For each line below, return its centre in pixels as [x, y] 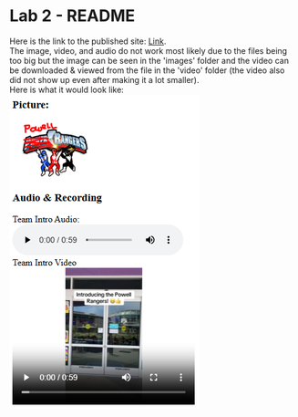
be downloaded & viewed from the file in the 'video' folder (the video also [147, 70]
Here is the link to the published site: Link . [88, 41]
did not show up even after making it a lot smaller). [104, 79]
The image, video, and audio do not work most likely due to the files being [149, 50]
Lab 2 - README [72, 16]
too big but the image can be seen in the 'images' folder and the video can [149, 60]
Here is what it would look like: [67, 89]
